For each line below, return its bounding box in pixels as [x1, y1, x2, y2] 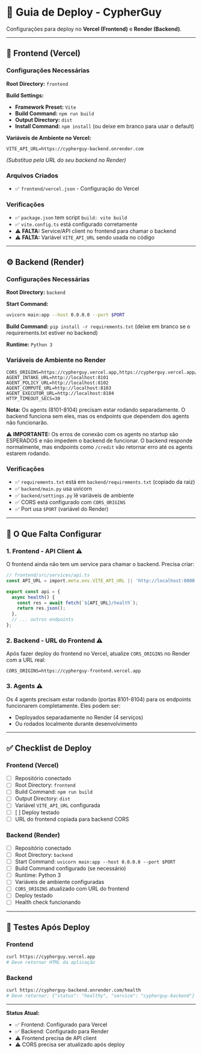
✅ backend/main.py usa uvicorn [14, 485, 93, 492]
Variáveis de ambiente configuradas [14, 879, 105, 886]
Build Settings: [6, 91, 44, 99]
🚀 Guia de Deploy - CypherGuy [6, 5, 162, 19]
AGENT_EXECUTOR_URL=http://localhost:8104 [6, 391, 114, 397]
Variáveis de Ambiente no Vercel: [6, 134, 91, 141]
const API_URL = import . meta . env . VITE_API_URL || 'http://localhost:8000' [6, 577, 198, 583]
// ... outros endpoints [11, 617, 74, 623]
